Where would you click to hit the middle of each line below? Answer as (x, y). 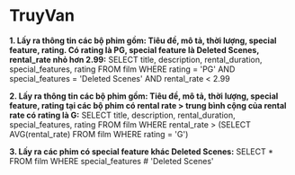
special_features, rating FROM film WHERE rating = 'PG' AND (122, 69)
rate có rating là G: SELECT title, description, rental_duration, (122, 115)
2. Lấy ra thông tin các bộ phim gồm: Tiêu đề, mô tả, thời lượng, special (144, 96)
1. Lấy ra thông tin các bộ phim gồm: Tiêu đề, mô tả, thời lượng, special (143, 40)
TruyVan (42, 16)
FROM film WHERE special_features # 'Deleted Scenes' (112, 161)
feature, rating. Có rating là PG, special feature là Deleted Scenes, (134, 49)
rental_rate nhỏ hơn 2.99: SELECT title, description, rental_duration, (136, 59)
